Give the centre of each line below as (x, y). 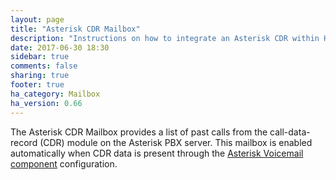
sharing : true (40, 76)
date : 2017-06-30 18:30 (60, 47)
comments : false (44, 66)
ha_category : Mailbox (55, 94)
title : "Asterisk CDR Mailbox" (75, 29)
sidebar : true (40, 57)
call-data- (290, 132)
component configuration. (64, 163)
